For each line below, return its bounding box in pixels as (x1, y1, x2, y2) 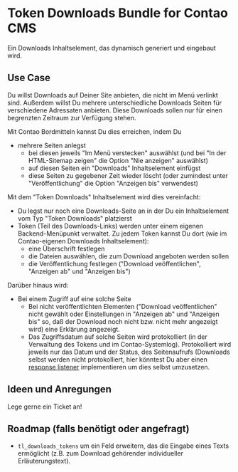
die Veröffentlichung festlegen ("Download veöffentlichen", (28, 259, 201, 268)
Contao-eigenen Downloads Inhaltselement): (17, 236, 149, 245)
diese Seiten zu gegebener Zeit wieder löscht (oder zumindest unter (28, 171, 229, 179)
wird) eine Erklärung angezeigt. (28, 325, 121, 333)
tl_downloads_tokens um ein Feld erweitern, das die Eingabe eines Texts (17, 441, 229, 450)
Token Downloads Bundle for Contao (7, 5, 229, 21)
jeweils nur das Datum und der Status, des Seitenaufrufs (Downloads (28, 347, 230, 356)
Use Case (7, 72, 51, 84)
